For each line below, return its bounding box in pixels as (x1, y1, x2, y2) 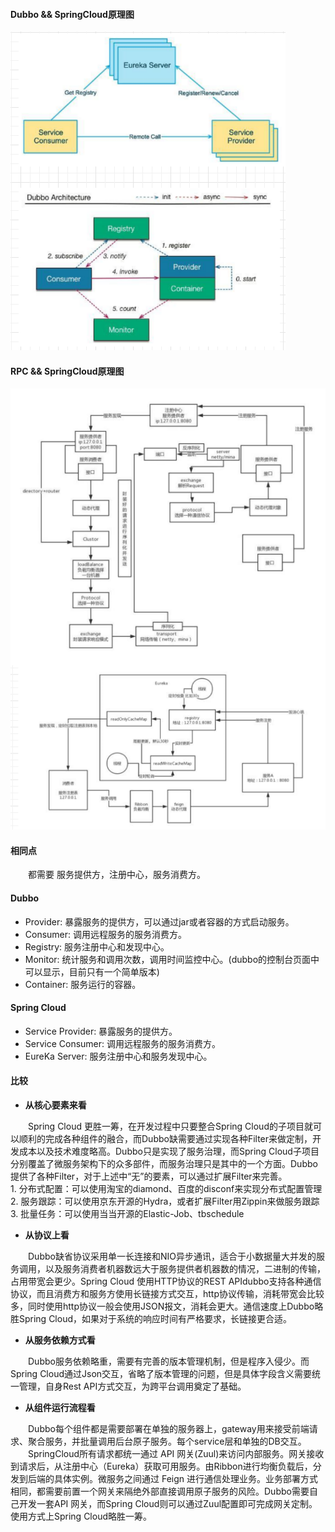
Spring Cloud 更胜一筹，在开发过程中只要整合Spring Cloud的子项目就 (28, 1120, 313, 1132)
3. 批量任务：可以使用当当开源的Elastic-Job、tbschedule (10, 1208, 245, 1219)
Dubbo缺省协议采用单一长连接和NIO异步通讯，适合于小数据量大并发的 (28, 1250, 317, 1262)
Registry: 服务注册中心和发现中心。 (24, 940, 170, 953)
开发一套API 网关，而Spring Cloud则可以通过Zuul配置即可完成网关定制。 (18, 1498, 318, 1509)
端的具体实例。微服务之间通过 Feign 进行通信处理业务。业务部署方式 (36, 1473, 318, 1484)
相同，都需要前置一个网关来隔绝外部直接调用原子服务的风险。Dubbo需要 (10, 1485, 310, 1497)
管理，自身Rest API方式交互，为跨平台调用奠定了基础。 (18, 1380, 247, 1392)
